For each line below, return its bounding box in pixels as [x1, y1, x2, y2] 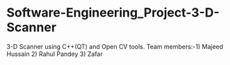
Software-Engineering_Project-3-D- [6, 5, 220, 21]
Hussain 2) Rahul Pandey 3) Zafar [6, 50, 103, 58]
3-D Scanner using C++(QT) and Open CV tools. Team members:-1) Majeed [6, 42, 224, 50]
